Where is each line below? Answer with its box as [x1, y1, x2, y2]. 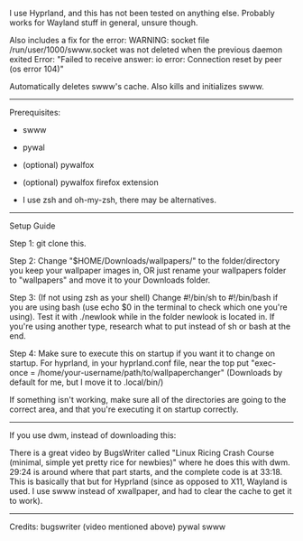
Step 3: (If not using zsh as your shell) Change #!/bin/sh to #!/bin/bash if [9, 293, 279, 303]
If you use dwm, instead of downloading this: [9, 430, 177, 441]
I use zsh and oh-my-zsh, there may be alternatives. [22, 194, 216, 205]
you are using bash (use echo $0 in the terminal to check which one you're [9, 302, 289, 312]
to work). [9, 496, 43, 506]
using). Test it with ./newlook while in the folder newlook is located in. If [9, 312, 275, 322]
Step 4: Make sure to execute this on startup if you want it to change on [9, 348, 276, 359]
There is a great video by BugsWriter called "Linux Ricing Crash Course [9, 447, 275, 458]
